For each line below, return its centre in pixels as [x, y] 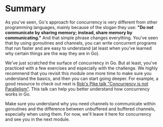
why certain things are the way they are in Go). [52, 53]
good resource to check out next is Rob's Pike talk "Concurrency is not [77, 83]
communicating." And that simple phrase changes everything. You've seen [81, 38]
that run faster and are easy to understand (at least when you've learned [79, 48]
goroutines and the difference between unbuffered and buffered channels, [80, 109]
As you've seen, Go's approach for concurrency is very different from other [81, 22]
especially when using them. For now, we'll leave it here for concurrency [78, 114]
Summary [25, 9]
